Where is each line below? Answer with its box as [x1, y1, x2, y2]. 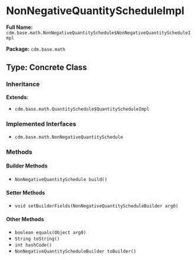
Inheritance [6, 80, 40, 88]
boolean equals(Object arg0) [14, 230, 87, 236]
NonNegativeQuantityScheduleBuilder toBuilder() [14, 249, 137, 255]
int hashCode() [14, 242, 52, 248]
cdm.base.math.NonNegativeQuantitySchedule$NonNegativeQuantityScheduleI [6, 29, 191, 36]
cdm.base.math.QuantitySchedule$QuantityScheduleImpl [14, 106, 150, 112]
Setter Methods [6, 189, 45, 196]
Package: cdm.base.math [6, 45, 66, 52]
